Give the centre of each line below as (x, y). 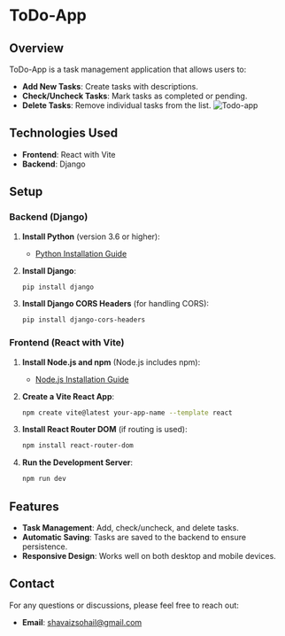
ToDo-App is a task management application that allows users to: (128, 69)
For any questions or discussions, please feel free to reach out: (124, 605)
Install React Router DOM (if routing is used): (104, 430)
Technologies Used (63, 133)
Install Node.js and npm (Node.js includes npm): (111, 362)
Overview (37, 48)
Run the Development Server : (77, 462)
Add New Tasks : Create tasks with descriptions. (110, 86)
